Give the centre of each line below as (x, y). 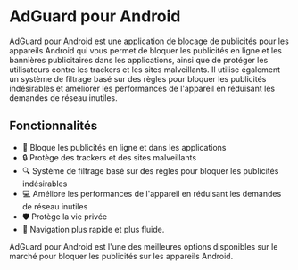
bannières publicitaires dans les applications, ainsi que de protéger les (139, 60)
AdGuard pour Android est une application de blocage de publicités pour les (149, 41)
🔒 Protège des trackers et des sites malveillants (109, 157)
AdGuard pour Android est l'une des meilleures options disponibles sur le (144, 246)
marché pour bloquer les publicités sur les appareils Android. (121, 256)
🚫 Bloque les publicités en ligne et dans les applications (124, 147)
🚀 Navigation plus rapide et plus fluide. (93, 229)
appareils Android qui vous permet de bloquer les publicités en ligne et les (146, 50)
